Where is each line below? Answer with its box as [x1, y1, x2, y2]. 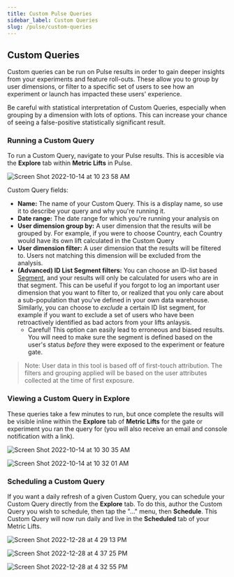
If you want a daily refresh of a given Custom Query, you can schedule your [7, 492, 225, 501]
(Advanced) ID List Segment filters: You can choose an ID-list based [17, 266, 218, 275]
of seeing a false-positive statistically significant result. [7, 118, 166, 126]
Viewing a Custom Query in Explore [7, 394, 131, 404]
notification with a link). [7, 432, 75, 440]
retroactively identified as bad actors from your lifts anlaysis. [17, 319, 192, 327]
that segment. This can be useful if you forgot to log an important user [17, 281, 220, 290]
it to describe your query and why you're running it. [17, 207, 166, 215]
